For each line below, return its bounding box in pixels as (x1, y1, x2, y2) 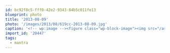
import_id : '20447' (5, 31, 47, 36)
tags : (5, 36, 17, 41)
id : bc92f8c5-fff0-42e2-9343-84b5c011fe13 (5, 7, 96, 13)
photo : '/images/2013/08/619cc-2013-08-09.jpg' (5, 21, 108, 27)
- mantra (10, 40, 28, 45)
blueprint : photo (5, 12, 42, 17)
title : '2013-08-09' (5, 17, 49, 22)
